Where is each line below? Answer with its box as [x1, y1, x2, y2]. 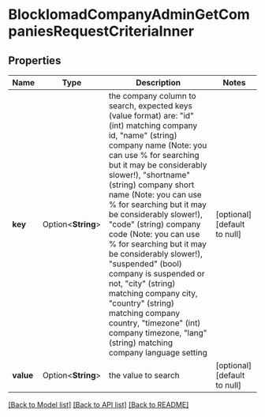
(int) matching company [108, 120, 198, 131]
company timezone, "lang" [108, 328, 207, 338]
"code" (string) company [108, 219, 201, 230]
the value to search [108, 370, 180, 381]
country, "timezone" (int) [108, 317, 201, 329]
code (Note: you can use [108, 229, 200, 239]
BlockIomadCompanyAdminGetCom [8, 6, 250, 24]
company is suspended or [108, 269, 205, 279]
